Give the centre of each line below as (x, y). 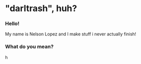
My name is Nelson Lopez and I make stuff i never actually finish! (70, 34)
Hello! (12, 24)
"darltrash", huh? (41, 8)
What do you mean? (29, 47)
